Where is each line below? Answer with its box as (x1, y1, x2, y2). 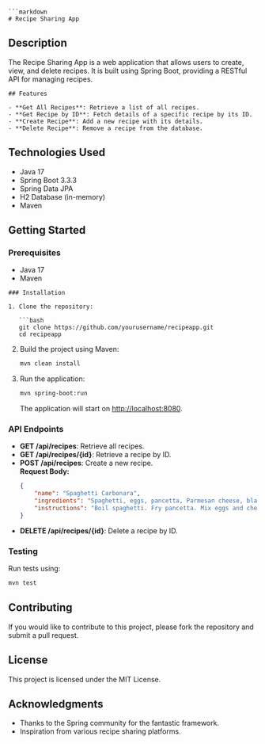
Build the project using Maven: (19, 345, 119, 354)
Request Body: (19, 467, 70, 476)
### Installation (8, 289, 66, 297)
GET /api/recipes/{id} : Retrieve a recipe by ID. (19, 450, 172, 460)
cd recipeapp (18, 330, 62, 338)
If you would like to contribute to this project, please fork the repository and (8, 622, 255, 631)
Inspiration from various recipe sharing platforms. (19, 727, 181, 736)
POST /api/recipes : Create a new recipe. (19, 458, 153, 468)
